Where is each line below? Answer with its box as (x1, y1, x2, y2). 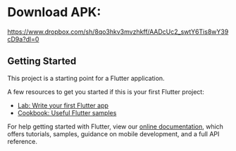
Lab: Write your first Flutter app (17, 101, 109, 110)
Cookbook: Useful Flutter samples (17, 108, 117, 117)
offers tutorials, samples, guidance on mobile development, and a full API (7, 129, 220, 138)
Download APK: (7, 4, 101, 20)
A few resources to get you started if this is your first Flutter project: (7, 87, 204, 96)
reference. (7, 137, 37, 145)
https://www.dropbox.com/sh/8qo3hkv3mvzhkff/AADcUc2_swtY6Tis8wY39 (7, 27, 229, 36)
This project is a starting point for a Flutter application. (7, 74, 165, 82)
